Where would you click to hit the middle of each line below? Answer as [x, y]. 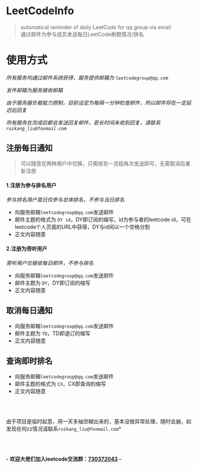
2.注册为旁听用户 [27, 249]
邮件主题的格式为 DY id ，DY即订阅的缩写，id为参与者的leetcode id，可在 [103, 219]
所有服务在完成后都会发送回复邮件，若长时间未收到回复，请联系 [83, 123]
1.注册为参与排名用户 [31, 185]
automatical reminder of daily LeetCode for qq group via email [96, 27]
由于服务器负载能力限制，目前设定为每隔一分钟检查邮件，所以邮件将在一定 [96, 103]
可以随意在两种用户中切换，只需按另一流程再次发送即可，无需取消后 [103, 163]
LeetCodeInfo [40, 11]
